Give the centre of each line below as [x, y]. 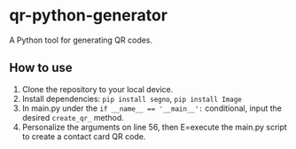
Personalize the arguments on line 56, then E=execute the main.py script [155, 127]
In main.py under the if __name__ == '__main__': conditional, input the [152, 108]
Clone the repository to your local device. [97, 89]
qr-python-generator [89, 16]
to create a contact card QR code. [84, 136]
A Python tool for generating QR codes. [81, 40]
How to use [41, 68]
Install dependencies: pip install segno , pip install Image [132, 98]
